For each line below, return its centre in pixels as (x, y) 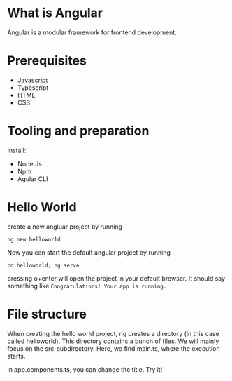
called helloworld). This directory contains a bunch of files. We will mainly (113, 341)
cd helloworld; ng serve (43, 265)
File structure (47, 314)
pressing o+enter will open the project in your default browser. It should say (116, 278)
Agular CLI (32, 179)
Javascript (32, 80)
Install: (17, 150)
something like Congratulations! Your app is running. (87, 286)
